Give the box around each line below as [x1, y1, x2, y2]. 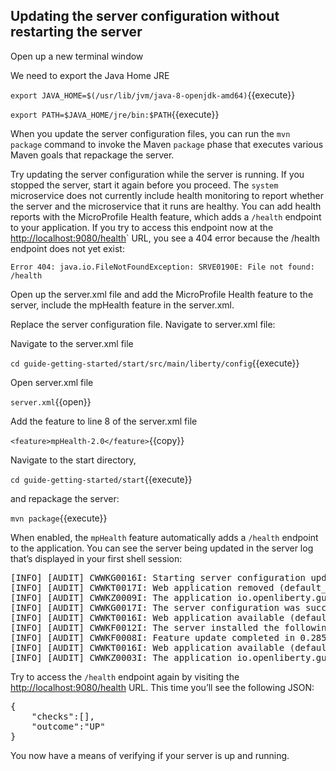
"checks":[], [31, 710, 95, 722]
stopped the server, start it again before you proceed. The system [10, 179, 279, 191]
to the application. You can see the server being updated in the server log [10, 542, 314, 554]
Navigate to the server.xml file [10, 337, 134, 349]
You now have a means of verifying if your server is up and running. [10, 749, 290, 761]
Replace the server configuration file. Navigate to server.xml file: [10, 318, 276, 330]
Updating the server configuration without [10, 8, 280, 25]
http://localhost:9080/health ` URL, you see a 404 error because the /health [10, 232, 320, 244]
